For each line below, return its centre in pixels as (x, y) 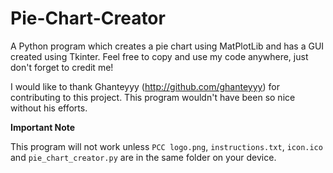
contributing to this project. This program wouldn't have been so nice (153, 97)
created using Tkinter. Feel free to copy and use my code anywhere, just (159, 56)
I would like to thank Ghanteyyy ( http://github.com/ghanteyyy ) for (145, 86)
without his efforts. (49, 108)
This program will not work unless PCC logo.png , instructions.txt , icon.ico (166, 146)
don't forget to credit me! (62, 67)
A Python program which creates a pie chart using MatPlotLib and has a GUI (167, 46)
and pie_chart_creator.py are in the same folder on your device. (143, 157)
